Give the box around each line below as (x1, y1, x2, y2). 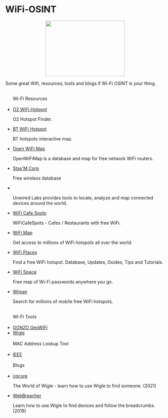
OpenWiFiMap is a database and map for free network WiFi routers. (12, 155, 154, 161)
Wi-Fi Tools (12, 313, 37, 320)
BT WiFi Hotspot (12, 126, 47, 132)
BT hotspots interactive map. (12, 135, 73, 142)
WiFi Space (12, 269, 37, 275)
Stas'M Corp (12, 165, 39, 171)
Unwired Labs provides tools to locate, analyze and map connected (12, 194, 153, 201)
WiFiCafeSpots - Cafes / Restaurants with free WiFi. (12, 220, 121, 226)
